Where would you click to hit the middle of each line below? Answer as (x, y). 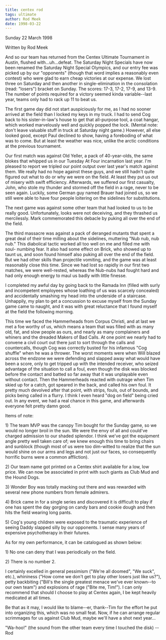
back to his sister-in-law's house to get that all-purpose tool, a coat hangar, (82, 120)
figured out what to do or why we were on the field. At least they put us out (82, 177)
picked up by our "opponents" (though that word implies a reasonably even (82, 73)
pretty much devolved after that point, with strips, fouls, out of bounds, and (82, 390)
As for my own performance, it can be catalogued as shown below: (74, 542)
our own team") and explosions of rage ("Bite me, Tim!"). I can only (74, 587)
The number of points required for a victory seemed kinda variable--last (79, 94)
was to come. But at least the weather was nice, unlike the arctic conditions (82, 141)
